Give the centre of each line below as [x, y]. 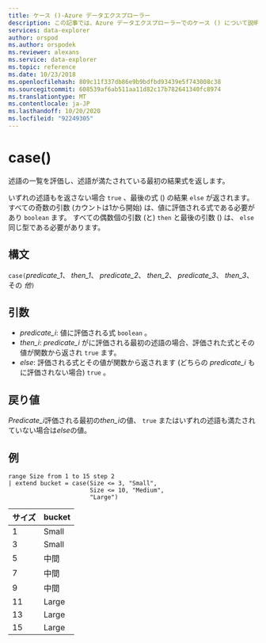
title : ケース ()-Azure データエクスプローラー [80, 15]
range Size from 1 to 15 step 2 [61, 477]
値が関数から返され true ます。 [70, 352]
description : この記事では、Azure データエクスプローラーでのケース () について [128, 23]
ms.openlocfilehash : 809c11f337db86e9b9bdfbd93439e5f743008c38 [115, 82]
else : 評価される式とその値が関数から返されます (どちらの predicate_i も [137, 363]
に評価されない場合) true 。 [65, 372]
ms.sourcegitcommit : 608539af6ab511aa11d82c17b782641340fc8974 [115, 89]
